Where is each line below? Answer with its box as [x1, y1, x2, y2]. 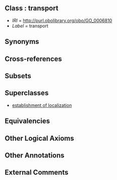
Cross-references [5, 54, 63, 63]
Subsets [5, 72, 31, 80]
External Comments [5, 168, 69, 177]
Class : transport [5, 4, 58, 13]
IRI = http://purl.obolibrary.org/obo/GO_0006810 [12, 17, 112, 23]
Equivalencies [5, 117, 50, 126]
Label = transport [12, 23, 48, 29]
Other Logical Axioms [5, 134, 74, 143]
